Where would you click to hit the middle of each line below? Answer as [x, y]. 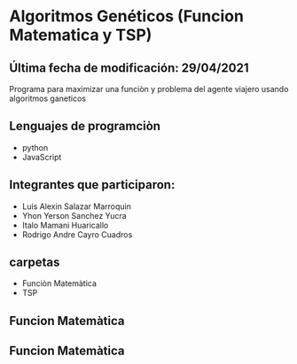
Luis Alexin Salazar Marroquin [76, 206]
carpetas [35, 263]
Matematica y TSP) [81, 35]
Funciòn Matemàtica [59, 283]
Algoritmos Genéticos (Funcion [126, 16]
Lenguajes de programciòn [85, 126]
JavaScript [42, 157]
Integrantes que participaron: [92, 185]
